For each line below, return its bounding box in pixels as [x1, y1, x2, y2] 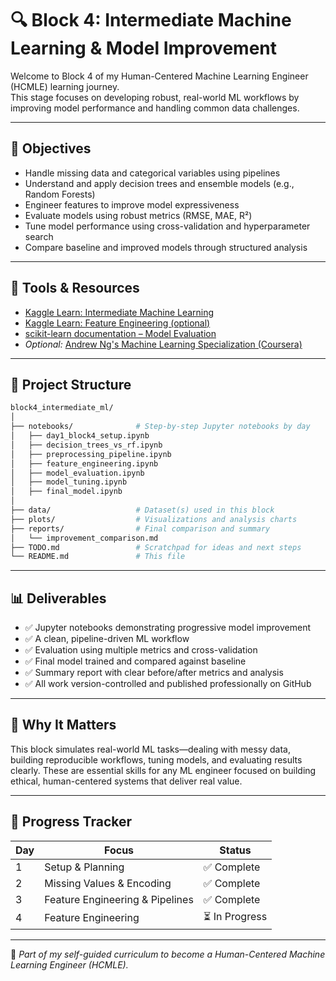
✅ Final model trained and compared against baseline [24, 655, 247, 667]
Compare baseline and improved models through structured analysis [24, 241, 308, 253]
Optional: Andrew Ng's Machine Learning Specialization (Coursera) [24, 338, 303, 350]
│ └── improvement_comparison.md [10, 533, 159, 543]
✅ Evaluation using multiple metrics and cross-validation [24, 644, 258, 656]
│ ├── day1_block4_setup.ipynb [10, 431, 150, 441]
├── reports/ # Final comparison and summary [10, 523, 271, 534]
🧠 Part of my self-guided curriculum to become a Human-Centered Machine [10, 948, 326, 960]
